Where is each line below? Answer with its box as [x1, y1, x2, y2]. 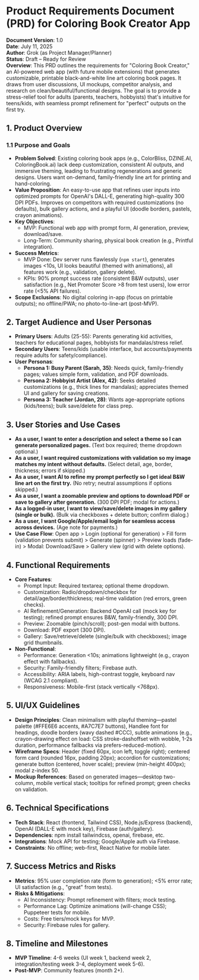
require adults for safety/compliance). [14, 352, 108, 359]
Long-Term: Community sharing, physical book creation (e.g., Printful [23, 237, 194, 244]
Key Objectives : [14, 218, 55, 225]
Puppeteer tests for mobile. [23, 909, 91, 916]
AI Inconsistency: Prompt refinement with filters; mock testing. [23, 896, 176, 903]
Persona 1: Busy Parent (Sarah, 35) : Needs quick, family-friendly [23, 365, 184, 372]
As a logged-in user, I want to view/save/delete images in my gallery [14, 505, 187, 512]
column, [14, 779, 35, 786]
